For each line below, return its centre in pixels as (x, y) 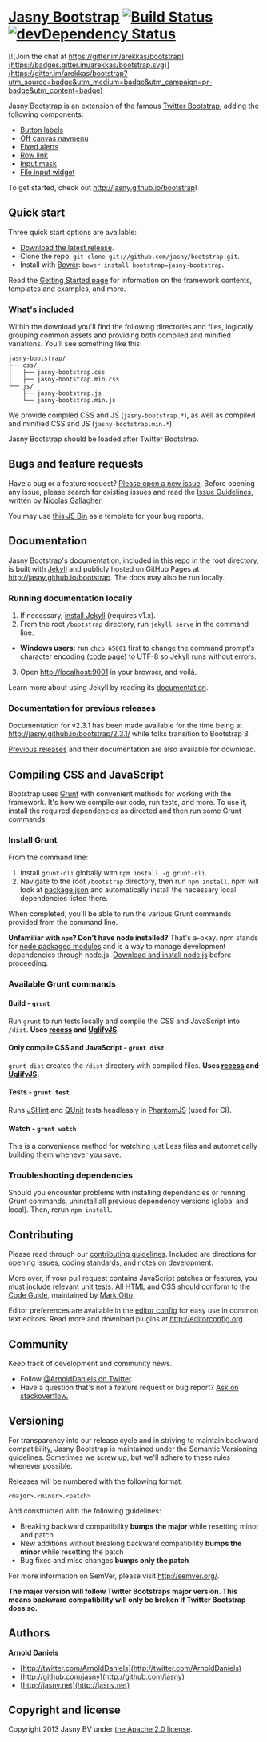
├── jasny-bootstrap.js (62, 393)
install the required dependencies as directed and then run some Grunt (125, 811)
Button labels (42, 130)
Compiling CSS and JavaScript (86, 774)
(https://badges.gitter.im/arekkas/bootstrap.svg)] (89, 65)
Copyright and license (65, 1710)
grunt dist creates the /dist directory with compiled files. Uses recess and (134, 1065)
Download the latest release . (67, 247)
